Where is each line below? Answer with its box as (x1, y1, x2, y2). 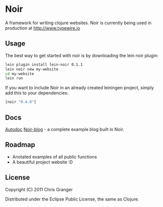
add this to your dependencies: (5, 90, 69, 96)
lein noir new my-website (5, 67, 58, 72)
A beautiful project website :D (12, 159, 73, 165)
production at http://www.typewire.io (5, 25, 81, 31)
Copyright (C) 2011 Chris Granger (5, 186, 73, 192)
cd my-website (5, 71, 35, 76)
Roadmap (5, 141, 36, 149)
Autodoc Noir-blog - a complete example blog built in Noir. (5, 126, 124, 132)
